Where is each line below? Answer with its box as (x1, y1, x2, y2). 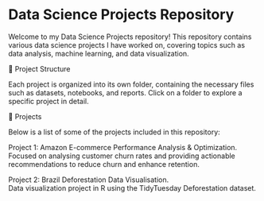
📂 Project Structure (8, 64, 71, 73)
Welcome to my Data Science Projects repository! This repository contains (8, 32, 252, 41)
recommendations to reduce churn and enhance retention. (8, 159, 200, 168)
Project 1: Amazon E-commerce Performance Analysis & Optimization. (8, 142, 238, 152)
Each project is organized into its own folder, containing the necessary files (8, 79, 254, 89)
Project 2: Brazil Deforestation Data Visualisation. (8, 175, 169, 184)
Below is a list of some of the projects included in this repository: (8, 127, 220, 137)
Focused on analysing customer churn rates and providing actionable (8, 151, 236, 160)
